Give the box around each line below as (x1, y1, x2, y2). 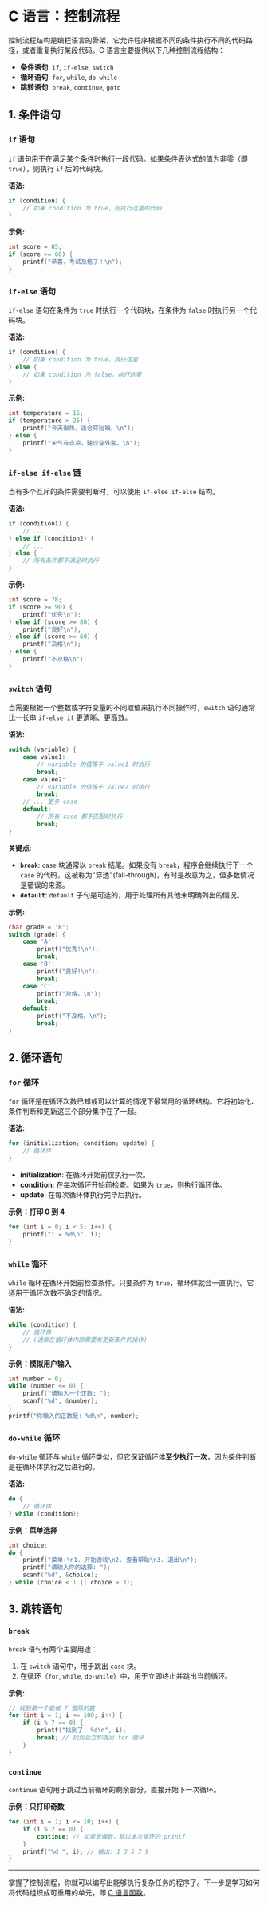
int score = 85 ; (8, 243, 62, 251)
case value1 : (22, 753, 66, 761)
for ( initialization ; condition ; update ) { (8, 1140, 156, 1148)
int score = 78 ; (8, 596, 62, 604)
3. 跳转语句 (8, 1603, 63, 1616)
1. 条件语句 (8, 108, 61, 122)
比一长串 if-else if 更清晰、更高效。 (8, 713, 132, 722)
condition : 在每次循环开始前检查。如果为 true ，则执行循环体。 (19, 1180, 227, 1190)
